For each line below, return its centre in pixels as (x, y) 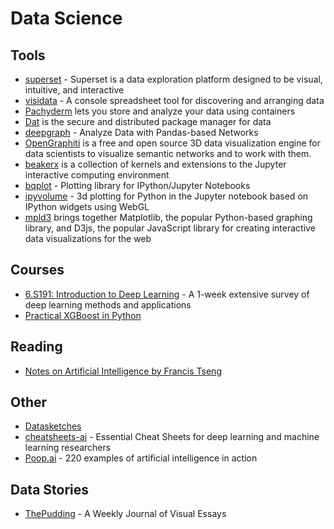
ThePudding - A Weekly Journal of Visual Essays (125, 514)
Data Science (66, 18)
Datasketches (53, 426)
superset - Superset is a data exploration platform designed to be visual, (173, 79)
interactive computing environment (97, 175)
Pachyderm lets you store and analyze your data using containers (160, 111)
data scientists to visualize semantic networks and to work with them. (168, 153)
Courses (37, 270)
